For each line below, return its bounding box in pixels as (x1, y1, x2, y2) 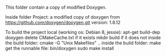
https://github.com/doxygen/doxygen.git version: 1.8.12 (5, 20, 121, 25)
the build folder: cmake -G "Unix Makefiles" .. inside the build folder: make (5, 40, 161, 46)
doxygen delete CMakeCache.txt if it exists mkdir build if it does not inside (5, 35, 161, 40)
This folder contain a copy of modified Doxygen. (5, 5, 107, 10)
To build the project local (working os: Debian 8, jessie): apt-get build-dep (5, 29, 160, 35)
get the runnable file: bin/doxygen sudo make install (5, 45, 114, 51)
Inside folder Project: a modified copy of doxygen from (5, 14, 120, 20)
